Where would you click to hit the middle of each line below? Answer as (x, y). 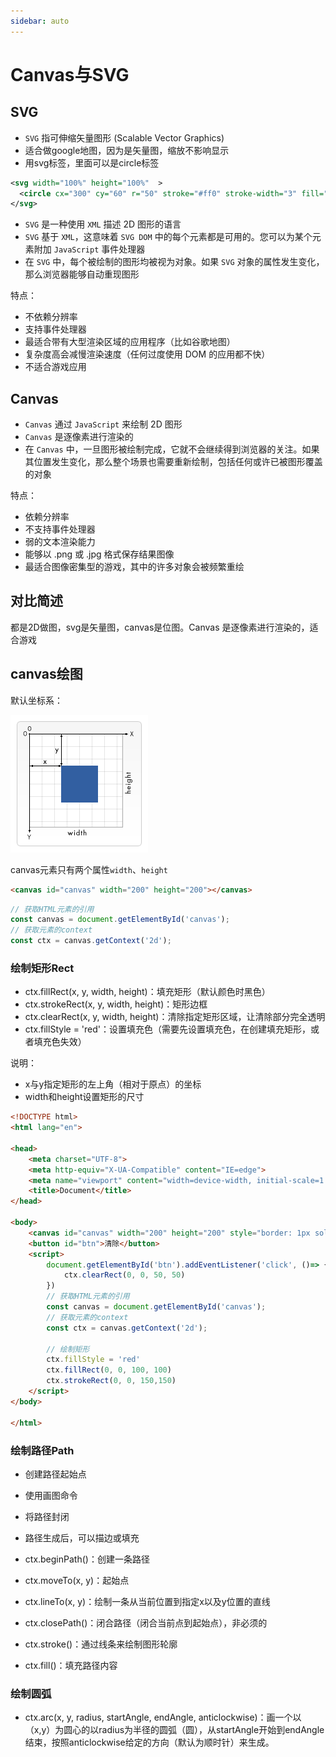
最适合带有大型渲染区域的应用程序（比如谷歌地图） (130, 342)
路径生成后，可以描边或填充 (82, 1537)
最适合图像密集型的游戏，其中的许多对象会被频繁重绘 (134, 567)
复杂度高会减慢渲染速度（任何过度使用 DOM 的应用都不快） (147, 354)
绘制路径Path (42, 1450)
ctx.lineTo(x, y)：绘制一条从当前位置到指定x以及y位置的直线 (147, 1601)
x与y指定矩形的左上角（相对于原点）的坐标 (113, 1084)
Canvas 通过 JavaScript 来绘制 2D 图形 (103, 424)
